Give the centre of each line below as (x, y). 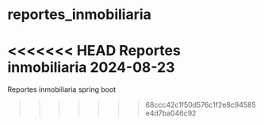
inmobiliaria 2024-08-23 (91, 68)
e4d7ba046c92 (171, 113)
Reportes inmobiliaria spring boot (62, 89)
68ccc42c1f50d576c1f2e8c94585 (201, 105)
